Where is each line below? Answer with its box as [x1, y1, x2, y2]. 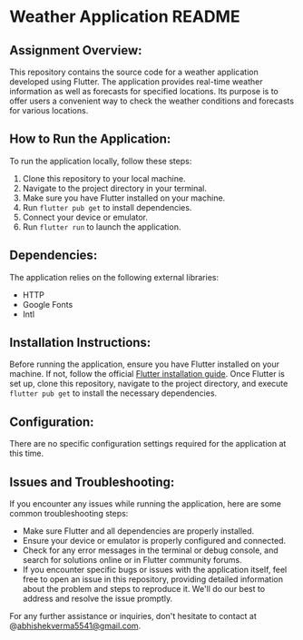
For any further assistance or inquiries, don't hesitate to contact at [9, 611, 257, 622]
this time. [9, 448, 44, 459]
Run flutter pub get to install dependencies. [22, 202, 192, 212]
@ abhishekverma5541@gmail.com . [9, 620, 142, 632]
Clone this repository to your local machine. [22, 172, 186, 183]
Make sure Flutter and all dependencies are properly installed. [22, 526, 255, 537]
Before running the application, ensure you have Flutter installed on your [9, 359, 279, 369]
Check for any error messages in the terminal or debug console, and [22, 545, 279, 556]
